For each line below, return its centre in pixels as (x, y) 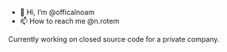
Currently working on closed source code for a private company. (114, 39)
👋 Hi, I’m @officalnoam (57, 12)
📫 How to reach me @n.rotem (69, 21)
